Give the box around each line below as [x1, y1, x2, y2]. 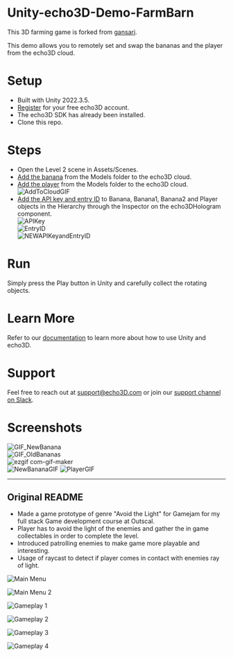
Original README [7, 491, 84, 503]
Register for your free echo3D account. [17, 103, 130, 112]
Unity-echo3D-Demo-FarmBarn [7, 5, 194, 21]
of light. [17, 561, 40, 570]
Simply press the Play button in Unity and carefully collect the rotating [7, 279, 207, 287]
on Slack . [7, 395, 34, 404]
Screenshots [7, 420, 83, 435]
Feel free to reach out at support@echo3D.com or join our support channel [7, 388, 221, 396]
